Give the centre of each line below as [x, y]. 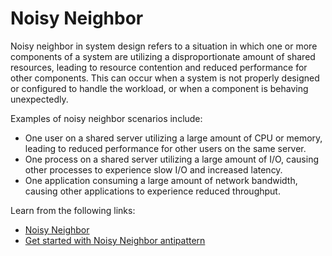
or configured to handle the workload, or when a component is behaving [159, 88]
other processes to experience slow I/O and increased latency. [153, 169]
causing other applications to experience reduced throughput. [152, 191]
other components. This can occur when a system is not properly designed [165, 78]
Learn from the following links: [73, 210]
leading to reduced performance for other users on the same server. [165, 148]
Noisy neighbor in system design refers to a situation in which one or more [164, 46]
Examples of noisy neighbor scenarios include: [106, 118]
